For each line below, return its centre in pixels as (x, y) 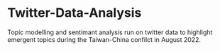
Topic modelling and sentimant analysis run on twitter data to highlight (110, 32)
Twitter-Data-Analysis (75, 13)
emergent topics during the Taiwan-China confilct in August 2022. (104, 39)
